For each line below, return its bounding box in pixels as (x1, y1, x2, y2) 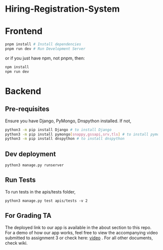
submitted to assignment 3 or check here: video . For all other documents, (5, 235, 153, 241)
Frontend (5, 26, 43, 37)
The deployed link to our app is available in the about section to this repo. (5, 224, 152, 230)
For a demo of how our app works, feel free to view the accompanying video (5, 230, 158, 235)
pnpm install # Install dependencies (5, 42, 81, 47)
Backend (5, 85, 41, 96)
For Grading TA (5, 212, 52, 220)
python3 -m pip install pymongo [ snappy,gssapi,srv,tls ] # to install (5, 132, 149, 137)
